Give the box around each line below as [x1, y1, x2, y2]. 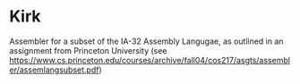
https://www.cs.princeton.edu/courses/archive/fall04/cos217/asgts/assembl [9, 55, 291, 65]
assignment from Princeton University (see [9, 45, 167, 55]
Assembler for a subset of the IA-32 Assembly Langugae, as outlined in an [9, 36, 284, 46]
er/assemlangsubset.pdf [9, 64, 99, 75]
